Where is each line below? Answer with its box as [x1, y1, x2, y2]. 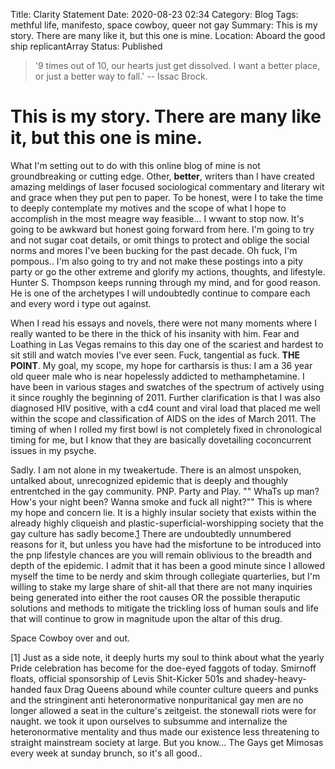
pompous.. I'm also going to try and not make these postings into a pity [10, 255, 304, 267]
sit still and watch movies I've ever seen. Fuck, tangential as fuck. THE [10, 349, 300, 361]
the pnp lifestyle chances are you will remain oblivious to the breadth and [10, 549, 313, 561]
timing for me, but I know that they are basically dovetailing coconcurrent [10, 434, 312, 446]
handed [10, 683, 42, 695]
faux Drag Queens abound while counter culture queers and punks [43, 683, 319, 695]
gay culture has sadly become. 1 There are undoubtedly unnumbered [10, 527, 292, 539]
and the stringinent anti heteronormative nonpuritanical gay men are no [10, 694, 304, 706]
